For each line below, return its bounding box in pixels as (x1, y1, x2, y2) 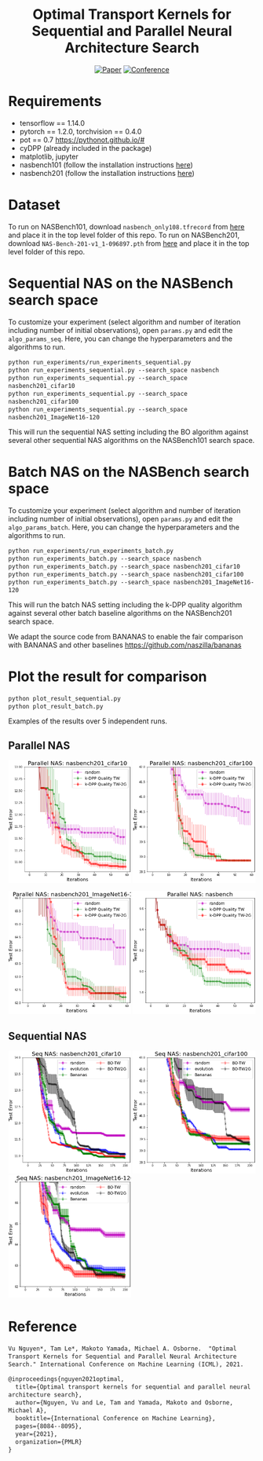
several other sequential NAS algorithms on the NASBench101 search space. (8, 435, 255, 445)
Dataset (8, 196, 60, 214)
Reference (8, 1318, 77, 1336)
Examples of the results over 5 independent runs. (8, 716, 167, 726)
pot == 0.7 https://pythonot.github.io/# (19, 135, 145, 145)
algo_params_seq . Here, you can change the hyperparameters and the (8, 334, 233, 343)
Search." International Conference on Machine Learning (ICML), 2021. (8, 1360, 244, 1368)
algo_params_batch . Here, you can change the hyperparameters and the (8, 522, 240, 532)
